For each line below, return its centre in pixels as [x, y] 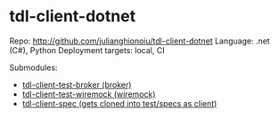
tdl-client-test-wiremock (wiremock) [89, 94]
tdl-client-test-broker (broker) [77, 84]
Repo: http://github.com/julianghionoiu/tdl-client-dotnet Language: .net [139, 41]
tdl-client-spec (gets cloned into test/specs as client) [119, 103]
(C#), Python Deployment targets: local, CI [87, 50]
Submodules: [33, 67]
